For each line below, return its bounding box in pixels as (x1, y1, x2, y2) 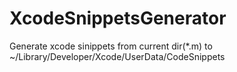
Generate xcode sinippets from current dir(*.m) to (9, 40, 213, 52)
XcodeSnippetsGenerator (9, 7, 227, 30)
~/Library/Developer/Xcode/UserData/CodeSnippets (9, 50, 226, 62)
